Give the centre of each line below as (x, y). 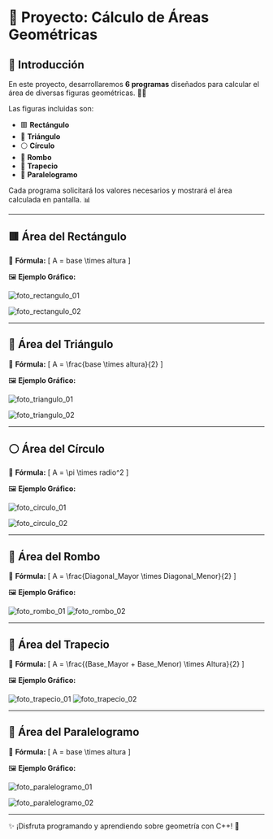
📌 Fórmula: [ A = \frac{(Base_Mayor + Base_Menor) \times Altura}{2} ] (127, 664)
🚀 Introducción (46, 65)
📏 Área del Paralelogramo (74, 732)
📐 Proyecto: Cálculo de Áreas (109, 17)
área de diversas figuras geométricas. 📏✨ (78, 93)
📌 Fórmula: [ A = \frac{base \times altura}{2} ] (86, 364)
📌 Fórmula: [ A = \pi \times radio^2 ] (69, 472)
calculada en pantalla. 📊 (50, 200)
